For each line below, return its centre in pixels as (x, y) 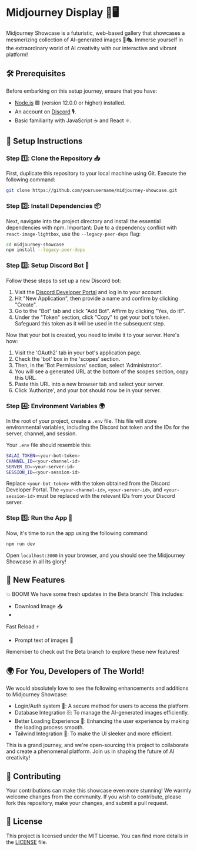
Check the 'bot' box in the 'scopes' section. (67, 358)
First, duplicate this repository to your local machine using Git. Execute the (96, 174)
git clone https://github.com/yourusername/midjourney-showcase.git (92, 191)
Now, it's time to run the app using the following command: (77, 533)
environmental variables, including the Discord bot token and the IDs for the (98, 427)
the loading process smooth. (49, 728)
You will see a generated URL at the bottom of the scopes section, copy (101, 371)
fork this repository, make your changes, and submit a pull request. (87, 803)
